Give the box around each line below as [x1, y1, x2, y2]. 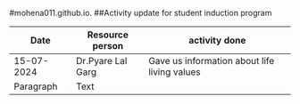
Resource [87, 28, 129, 41]
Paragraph [13, 80, 58, 92]
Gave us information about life [148, 55, 275, 67]
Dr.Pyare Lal [75, 55, 128, 67]
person [92, 40, 123, 52]
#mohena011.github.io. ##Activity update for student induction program [9, 8, 272, 18]
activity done [188, 35, 246, 46]
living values [148, 66, 201, 78]
